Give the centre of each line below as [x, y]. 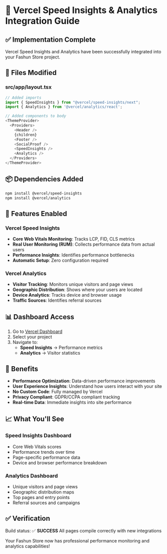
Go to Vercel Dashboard [37, 331]
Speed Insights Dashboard [38, 436]
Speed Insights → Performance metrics [61, 348]
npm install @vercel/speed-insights [44, 193]
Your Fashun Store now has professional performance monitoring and [77, 540]
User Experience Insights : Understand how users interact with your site [87, 386]
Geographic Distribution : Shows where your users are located [77, 290]
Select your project [32, 337]
